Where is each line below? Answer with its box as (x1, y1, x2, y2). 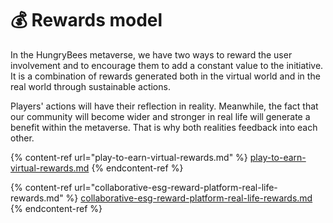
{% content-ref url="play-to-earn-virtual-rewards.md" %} (10, 151, 248, 163)
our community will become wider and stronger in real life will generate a (10, 110, 311, 122)
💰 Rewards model (10, 9, 163, 32)
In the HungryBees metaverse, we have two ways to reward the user (10, 48, 293, 61)
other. (10, 132, 35, 144)
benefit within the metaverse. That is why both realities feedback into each (10, 121, 318, 133)
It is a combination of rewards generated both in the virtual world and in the (10, 70, 321, 82)
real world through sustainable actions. (10, 80, 171, 92)
